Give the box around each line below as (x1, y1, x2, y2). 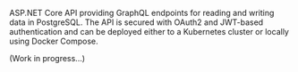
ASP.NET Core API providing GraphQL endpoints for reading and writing (9, 8, 275, 18)
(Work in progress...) (9, 53, 86, 63)
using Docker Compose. (9, 36, 98, 46)
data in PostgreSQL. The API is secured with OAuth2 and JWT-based (9, 17, 264, 28)
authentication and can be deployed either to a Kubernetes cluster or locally (9, 27, 289, 36)
